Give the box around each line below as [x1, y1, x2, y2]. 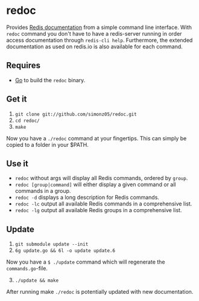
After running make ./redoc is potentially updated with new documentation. [6, 288, 194, 296]
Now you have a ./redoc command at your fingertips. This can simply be [6, 134, 187, 142]
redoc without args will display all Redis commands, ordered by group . [14, 175, 188, 182]
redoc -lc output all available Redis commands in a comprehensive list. [14, 200, 192, 207]
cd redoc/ [14, 117, 40, 124]
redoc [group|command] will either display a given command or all [14, 181, 176, 188]
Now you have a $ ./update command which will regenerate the [6, 258, 165, 266]
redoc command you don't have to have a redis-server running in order [6, 30, 182, 37]
